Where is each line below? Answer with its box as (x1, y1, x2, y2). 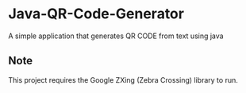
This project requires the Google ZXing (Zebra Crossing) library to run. (8, 75, 238, 84)
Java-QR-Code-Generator (8, 5, 185, 23)
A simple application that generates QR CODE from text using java (8, 31, 224, 41)
